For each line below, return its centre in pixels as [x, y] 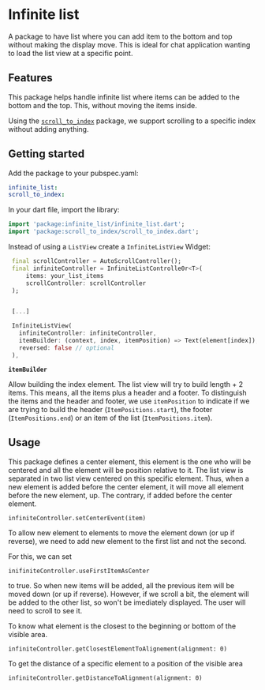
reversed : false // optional [66, 348]
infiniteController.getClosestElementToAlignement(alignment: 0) [118, 649]
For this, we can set [40, 556]
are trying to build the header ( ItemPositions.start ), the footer [110, 409]
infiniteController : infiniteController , [88, 333]
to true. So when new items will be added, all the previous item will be [121, 585]
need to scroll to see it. [45, 610]
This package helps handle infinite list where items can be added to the [124, 97]
